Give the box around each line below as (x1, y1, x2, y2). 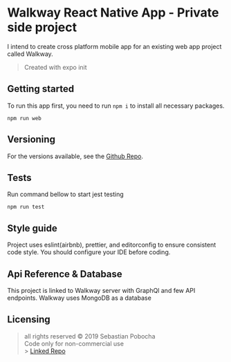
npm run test (7, 204, 45, 211)
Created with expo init (24, 63, 88, 71)
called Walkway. (7, 50, 53, 58)
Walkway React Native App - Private (7, 5, 219, 21)
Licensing (7, 314, 50, 325)
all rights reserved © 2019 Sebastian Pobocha (24, 332, 156, 340)
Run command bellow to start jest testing (7, 190, 124, 198)
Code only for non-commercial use (24, 339, 124, 347)
